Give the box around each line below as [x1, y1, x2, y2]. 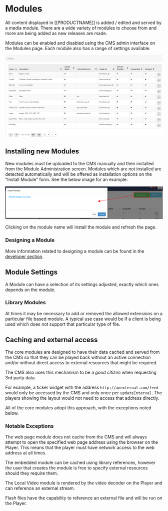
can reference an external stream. [5, 485, 75, 491]
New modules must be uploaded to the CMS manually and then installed [5, 160, 154, 166]
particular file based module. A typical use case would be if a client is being [5, 316, 161, 322]
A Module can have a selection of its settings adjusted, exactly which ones [5, 281, 159, 287]
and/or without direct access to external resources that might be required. [5, 359, 157, 366]
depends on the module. [5, 287, 56, 293]
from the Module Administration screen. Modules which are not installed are [5, 166, 161, 172]
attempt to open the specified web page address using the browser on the [5, 439, 158, 445]
